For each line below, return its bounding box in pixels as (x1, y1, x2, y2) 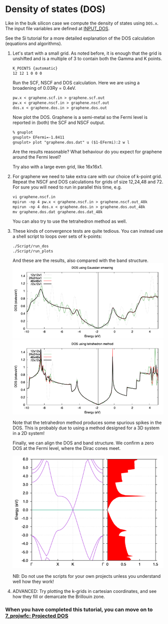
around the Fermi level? (12, 154, 61, 160)
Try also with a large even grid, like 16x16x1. (12, 164, 103, 170)
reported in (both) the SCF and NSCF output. (12, 119, 105, 125)
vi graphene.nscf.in (12, 194, 56, 199)
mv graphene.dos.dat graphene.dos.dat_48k (12, 209, 103, 214)
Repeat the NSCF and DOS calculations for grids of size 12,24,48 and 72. (12, 179, 163, 185)
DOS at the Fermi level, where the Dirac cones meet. (12, 445, 121, 451)
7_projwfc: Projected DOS (5, 612, 69, 619)
